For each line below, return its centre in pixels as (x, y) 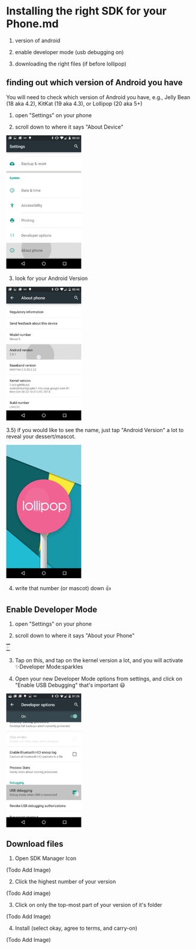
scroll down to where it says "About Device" (69, 127)
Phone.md (32, 24)
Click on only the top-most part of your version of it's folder (88, 905)
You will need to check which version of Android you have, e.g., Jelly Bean (98, 97)
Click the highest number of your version (65, 882)
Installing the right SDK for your (86, 11)
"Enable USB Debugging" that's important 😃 (70, 685)
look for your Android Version (51, 278)
